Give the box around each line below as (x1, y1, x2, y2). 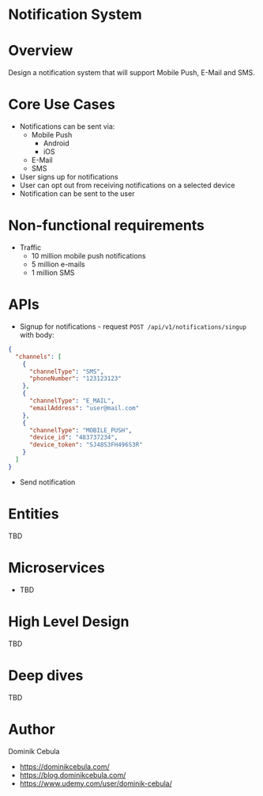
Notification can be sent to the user (19, 189, 135, 198)
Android (43, 138, 70, 148)
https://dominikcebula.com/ (19, 761, 110, 771)
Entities (8, 505, 59, 522)
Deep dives (8, 666, 84, 685)
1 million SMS (31, 268, 75, 277)
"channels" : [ (15, 353, 62, 360)
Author (8, 720, 55, 738)
